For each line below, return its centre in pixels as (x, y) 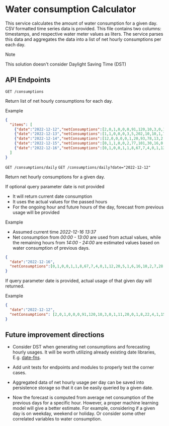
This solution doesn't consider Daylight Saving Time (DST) (66, 64)
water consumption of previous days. (51, 248)
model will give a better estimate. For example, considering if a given (84, 408)
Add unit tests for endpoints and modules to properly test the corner (83, 367)
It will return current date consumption (52, 196)
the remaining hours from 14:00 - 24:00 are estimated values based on (86, 242)
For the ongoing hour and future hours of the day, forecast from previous (88, 207)
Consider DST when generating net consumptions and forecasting (81, 347)
